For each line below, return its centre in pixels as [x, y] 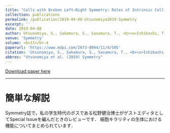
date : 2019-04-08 [24, 29]
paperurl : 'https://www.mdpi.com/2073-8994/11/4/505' [63, 48]
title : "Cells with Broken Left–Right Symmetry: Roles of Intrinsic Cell [85, 10]
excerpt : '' [18, 24]
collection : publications [32, 15]
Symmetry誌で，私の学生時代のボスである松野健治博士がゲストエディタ [80, 113]
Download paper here [28, 71]
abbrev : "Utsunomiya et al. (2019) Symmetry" [54, 57]
